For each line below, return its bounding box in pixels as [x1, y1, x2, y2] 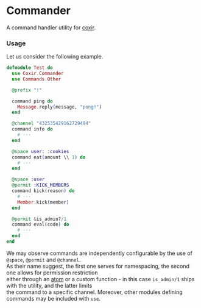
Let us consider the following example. [6, 53, 104, 60]
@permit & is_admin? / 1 [12, 216, 67, 222]
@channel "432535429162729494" [12, 120, 91, 127]
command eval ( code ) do [12, 221, 69, 227]
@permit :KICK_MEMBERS [12, 182, 69, 188]
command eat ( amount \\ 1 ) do [12, 154, 86, 160]
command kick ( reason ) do [12, 188, 75, 194]
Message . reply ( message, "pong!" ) [17, 104, 102, 110]
